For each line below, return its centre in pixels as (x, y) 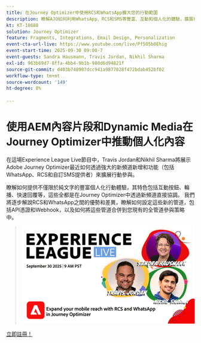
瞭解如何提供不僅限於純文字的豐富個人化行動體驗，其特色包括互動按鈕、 (95, 187)
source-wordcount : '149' (37, 82)
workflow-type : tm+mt (33, 76)
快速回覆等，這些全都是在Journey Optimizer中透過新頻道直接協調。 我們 (106, 195)
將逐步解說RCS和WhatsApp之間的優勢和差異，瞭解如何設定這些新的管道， (98, 202)
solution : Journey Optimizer (42, 32)
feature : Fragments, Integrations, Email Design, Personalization (91, 38)
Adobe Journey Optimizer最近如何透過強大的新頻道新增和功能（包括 (90, 167)
